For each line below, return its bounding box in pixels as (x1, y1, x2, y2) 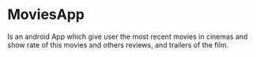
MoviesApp (7, 6, 85, 24)
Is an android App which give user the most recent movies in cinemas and (7, 32, 248, 41)
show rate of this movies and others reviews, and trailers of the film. (7, 40, 229, 49)
